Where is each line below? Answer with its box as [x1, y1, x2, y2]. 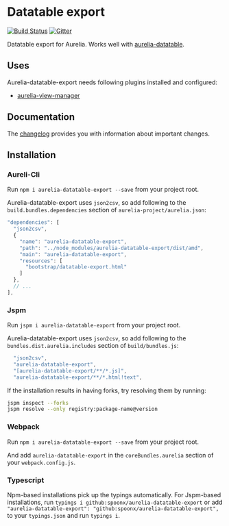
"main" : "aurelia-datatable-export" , [19, 251, 128, 258]
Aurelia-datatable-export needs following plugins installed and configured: [7, 78, 218, 86]
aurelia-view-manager [16, 91, 80, 99]
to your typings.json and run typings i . [7, 511, 120, 519]
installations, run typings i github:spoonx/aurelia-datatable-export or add [7, 498, 223, 506]
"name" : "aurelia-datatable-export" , [19, 238, 128, 245]
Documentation [7, 111, 75, 123]
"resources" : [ [19, 258, 63, 264]
